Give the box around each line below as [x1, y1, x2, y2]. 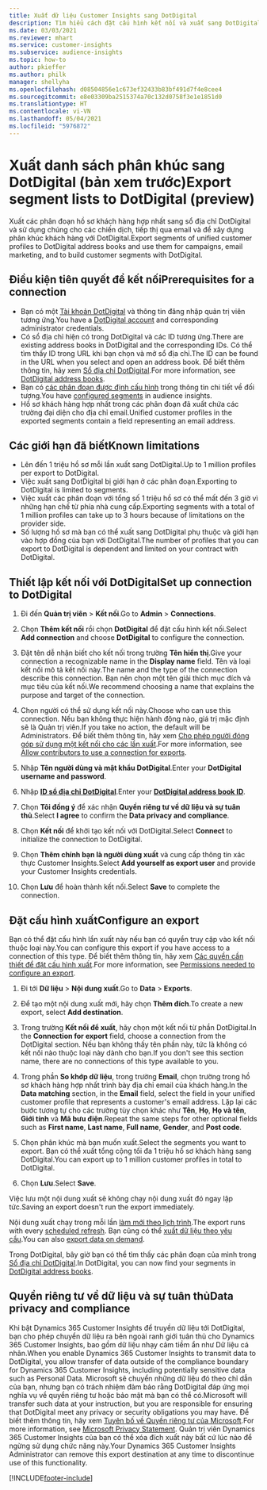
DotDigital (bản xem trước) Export [9, 173, 232, 191]
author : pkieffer [9, 63, 67, 71]
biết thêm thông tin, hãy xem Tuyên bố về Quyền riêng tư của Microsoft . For [9, 1415, 254, 1425]
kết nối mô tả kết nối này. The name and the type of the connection [20, 665, 238, 675]
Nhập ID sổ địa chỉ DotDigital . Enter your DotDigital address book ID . [20, 787, 246, 797]
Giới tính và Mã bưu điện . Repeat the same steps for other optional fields [20, 1113, 258, 1123]
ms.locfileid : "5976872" [9, 122, 91, 130]
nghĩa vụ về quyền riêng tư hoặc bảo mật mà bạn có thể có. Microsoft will [9, 1390, 248, 1400]
